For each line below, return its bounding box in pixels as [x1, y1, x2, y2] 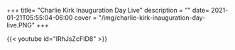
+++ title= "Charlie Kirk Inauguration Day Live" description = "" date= [6, 6, 210, 14]
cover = [74, 13, 97, 22]
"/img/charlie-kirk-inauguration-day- [98, 13, 206, 22]
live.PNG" [6, 21, 35, 29]
